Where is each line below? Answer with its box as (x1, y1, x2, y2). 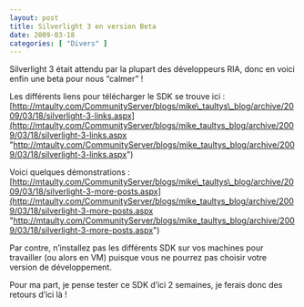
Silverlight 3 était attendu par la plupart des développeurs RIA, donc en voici (9, 64, 296, 75)
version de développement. (9, 261, 112, 273)
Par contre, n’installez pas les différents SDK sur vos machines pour (9, 242, 264, 253)
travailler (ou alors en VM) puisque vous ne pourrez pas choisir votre (9, 252, 267, 263)
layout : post (9, 13, 59, 23)
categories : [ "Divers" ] (9, 38, 107, 48)
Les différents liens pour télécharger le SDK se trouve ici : (9, 91, 226, 102)
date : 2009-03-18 (9, 30, 76, 39)
